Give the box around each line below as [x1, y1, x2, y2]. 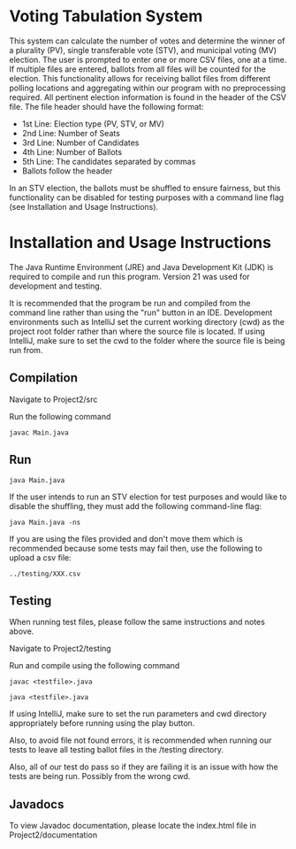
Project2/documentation [9, 830, 98, 840]
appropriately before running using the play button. [9, 718, 195, 729]
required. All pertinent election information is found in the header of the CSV [9, 91, 287, 103]
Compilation [9, 370, 78, 386]
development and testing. [9, 281, 102, 291]
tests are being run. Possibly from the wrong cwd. [9, 771, 191, 782]
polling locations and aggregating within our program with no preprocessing [9, 82, 286, 93]
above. [9, 626, 34, 637]
